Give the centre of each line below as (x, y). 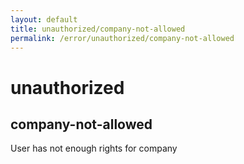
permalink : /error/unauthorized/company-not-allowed (122, 38)
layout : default (44, 19)
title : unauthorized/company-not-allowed (98, 29)
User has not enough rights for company (94, 148)
